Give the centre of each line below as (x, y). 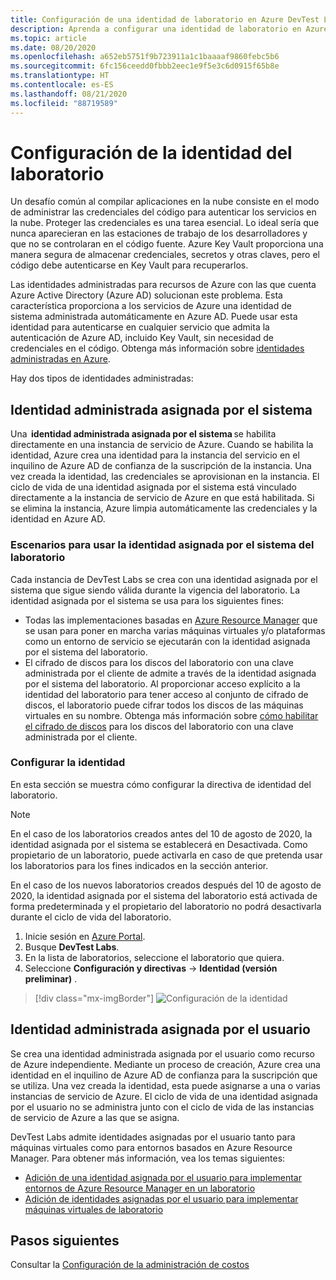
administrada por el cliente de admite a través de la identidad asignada (170, 673)
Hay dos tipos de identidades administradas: (102, 378)
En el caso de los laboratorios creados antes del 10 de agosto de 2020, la (161, 833)
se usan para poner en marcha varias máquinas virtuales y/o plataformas (175, 630)
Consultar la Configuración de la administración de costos (130, 1265)
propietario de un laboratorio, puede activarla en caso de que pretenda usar (166, 855)
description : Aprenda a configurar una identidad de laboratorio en (156, 29)
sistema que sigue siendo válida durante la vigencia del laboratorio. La (155, 590)
